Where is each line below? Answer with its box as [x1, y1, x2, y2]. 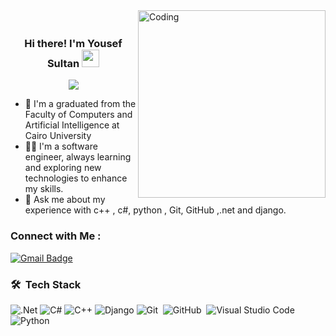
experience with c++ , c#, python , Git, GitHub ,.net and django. [24, 204, 287, 216]
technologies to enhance [24, 172, 128, 184]
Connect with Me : [10, 229, 102, 243]
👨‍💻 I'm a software [24, 140, 98, 153]
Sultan [46, 56, 80, 70]
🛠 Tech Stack [10, 277, 82, 291]
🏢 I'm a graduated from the [24, 98, 137, 110]
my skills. [24, 183, 64, 195]
